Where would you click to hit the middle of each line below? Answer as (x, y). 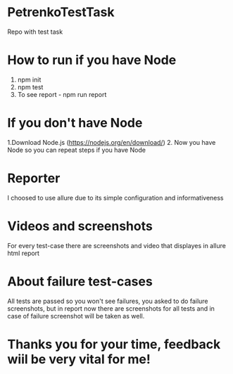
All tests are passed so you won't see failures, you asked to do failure (108, 301)
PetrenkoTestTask (61, 12)
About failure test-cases (80, 281)
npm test (30, 87)
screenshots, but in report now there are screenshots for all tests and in (111, 308)
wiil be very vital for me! (79, 359)
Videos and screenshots (80, 226)
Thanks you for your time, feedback (114, 344)
